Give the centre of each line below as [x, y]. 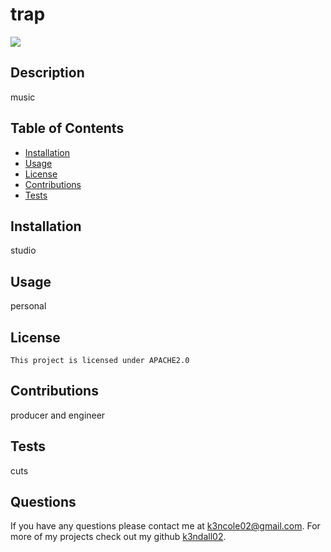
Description [47, 73]
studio [23, 250]
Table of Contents [67, 128]
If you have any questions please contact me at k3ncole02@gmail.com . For [165, 526]
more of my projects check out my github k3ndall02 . [118, 537]
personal [28, 306]
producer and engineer [58, 415]
